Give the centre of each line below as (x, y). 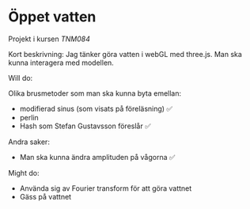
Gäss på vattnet (45, 196)
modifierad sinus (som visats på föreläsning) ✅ (96, 108)
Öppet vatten (52, 17)
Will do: (21, 78)
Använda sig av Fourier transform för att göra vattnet (106, 188)
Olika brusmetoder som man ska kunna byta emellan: (95, 93)
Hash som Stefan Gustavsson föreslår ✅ (85, 126)
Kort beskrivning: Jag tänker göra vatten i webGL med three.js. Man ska (125, 54)
